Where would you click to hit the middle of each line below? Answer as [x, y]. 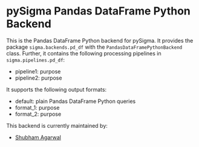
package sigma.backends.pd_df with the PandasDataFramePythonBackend [94, 47]
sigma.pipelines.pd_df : [36, 60]
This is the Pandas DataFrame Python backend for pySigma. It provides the [100, 40]
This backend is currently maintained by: [57, 125]
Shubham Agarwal [38, 137]
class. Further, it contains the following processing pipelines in [84, 53]
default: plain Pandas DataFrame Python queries [75, 101]
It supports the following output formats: [57, 89]
